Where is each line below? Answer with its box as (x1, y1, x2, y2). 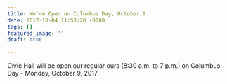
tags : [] (7, 23, 33, 30)
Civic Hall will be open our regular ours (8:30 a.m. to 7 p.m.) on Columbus (7, 62, 221, 70)
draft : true (7, 36, 42, 43)
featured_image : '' (7, 29, 65, 37)
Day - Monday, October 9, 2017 (7, 69, 98, 78)
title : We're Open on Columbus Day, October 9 (7, 10, 146, 17)
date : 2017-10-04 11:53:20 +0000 (7, 17, 105, 24)
